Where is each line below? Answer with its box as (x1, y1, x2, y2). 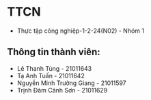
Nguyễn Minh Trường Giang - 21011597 (16, 79, 126, 87)
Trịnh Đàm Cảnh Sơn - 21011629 (16, 86, 108, 94)
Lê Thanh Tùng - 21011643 (16, 64, 92, 72)
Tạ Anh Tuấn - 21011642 (16, 71, 85, 80)
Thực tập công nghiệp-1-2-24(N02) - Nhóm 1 (16, 27, 145, 35)
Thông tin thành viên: (7, 46, 100, 58)
